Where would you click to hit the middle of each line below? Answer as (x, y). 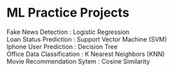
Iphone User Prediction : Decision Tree (62, 46)
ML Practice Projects (68, 13)
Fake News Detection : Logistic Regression (68, 32)
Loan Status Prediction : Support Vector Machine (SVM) (87, 39)
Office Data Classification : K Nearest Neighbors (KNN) (86, 54)
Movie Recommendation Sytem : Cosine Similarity (78, 61)
